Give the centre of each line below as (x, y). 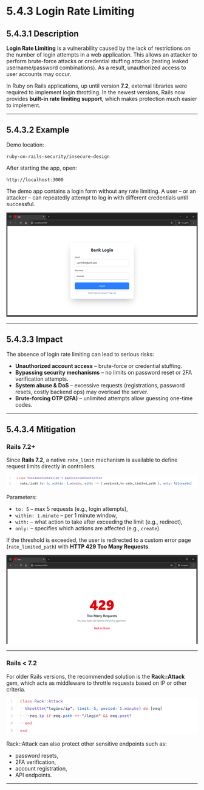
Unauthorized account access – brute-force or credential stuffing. (99, 366)
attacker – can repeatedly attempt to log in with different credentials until (97, 197)
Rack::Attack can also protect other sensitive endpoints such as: (87, 744)
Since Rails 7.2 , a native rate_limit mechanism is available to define (92, 460)
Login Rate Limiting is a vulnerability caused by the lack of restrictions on (99, 48)
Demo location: (25, 145)
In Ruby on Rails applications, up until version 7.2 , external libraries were (97, 86)
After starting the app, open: (42, 168)
